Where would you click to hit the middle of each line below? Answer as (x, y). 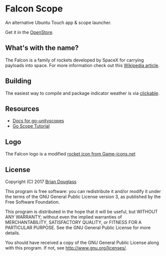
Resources (22, 109)
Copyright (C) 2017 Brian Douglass (41, 181)
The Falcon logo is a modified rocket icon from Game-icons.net (70, 154)
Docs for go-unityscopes (38, 121)
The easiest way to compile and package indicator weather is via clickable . (82, 93)
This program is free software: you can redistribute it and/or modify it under (83, 191)
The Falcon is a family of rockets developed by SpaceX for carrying (74, 60)
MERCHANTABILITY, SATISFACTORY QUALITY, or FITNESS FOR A (73, 222)
